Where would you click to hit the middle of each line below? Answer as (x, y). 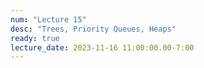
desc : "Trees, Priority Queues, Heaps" (93, 29)
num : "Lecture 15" (48, 19)
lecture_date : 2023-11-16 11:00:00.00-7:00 (102, 47)
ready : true (35, 38)
